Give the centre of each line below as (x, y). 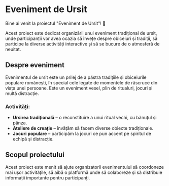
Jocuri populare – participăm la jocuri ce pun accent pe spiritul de (82, 134)
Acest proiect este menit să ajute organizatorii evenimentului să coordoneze (84, 167)
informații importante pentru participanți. (48, 177)
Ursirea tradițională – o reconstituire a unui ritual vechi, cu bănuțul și (84, 118)
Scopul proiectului (35, 155)
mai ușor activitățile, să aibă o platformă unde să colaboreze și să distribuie (84, 172)
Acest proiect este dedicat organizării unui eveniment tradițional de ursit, (81, 33)
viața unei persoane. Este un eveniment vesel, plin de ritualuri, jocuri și (79, 88)
